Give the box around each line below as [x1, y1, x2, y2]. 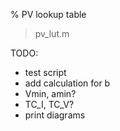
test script [24, 67, 67, 78]
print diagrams [24, 109, 86, 121]
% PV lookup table [10, 9, 87, 20]
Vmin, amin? [24, 88, 77, 99]
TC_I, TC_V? [24, 99, 75, 110]
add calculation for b [24, 77, 111, 89]
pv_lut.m [34, 28, 70, 39]
